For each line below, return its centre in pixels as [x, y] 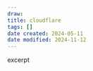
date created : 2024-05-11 [45, 33]
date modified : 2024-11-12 [47, 40]
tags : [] [20, 27]
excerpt [18, 60]
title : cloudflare [34, 20]
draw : [15, 14]
